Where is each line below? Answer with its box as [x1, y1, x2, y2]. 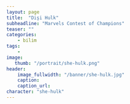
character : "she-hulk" [6, 89, 64, 95]
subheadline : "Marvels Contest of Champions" [6, 20, 124, 26]
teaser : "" [6, 26, 34, 32]
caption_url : [17, 83, 51, 89]
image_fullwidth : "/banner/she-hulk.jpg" [17, 72, 124, 78]
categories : [6, 32, 37, 38]
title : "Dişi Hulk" [6, 15, 59, 21]
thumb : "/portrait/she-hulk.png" [14, 60, 100, 66]
